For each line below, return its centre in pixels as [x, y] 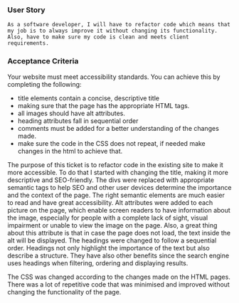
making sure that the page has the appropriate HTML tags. [103, 105]
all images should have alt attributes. [71, 113]
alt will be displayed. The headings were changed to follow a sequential [112, 240]
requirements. [28, 43]
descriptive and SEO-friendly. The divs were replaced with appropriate [111, 180]
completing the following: [44, 84]
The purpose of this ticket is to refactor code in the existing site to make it [116, 164]
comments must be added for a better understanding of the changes [118, 128]
